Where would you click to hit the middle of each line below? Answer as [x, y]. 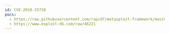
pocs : [10, 14]
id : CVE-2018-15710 [25, 10]
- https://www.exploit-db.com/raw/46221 [53, 24]
